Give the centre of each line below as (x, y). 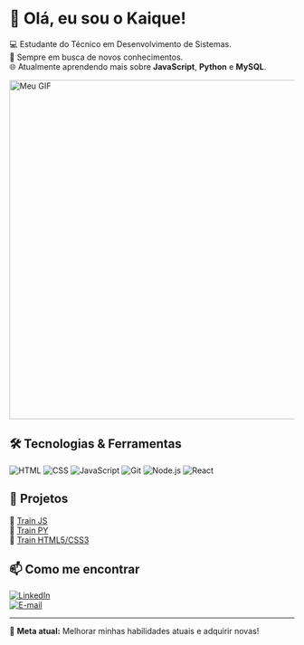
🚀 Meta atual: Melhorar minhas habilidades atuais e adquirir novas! (134, 631)
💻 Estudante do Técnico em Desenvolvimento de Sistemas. (121, 43)
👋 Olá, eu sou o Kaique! (98, 19)
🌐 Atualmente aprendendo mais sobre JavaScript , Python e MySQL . (138, 66)
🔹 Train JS (28, 520)
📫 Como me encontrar (75, 569)
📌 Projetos (39, 499)
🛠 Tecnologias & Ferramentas (96, 444)
